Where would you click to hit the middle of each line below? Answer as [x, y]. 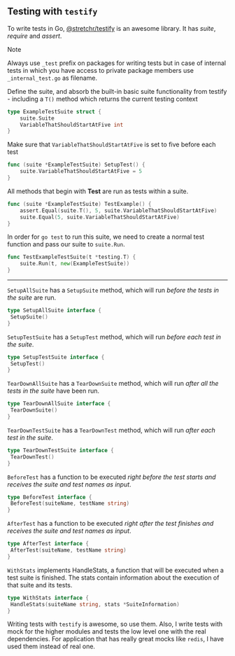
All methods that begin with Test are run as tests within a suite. [98, 191]
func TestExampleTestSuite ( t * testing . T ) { [72, 257]
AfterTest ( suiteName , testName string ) [69, 550]
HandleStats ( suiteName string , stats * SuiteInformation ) [95, 604]
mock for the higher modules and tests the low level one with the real [107, 631]
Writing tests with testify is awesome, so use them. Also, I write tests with [115, 624]
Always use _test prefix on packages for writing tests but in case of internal [116, 63]
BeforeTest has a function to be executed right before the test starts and [112, 477]
